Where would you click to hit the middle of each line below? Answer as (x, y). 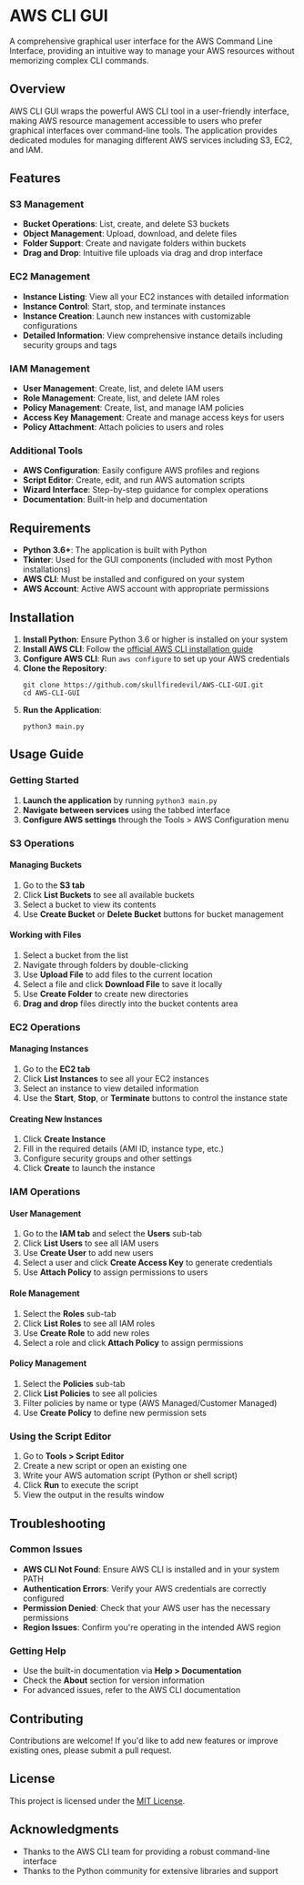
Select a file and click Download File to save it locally (122, 983)
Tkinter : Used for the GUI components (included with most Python (147, 560)
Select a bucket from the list (76, 955)
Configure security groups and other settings (107, 1158)
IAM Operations (45, 1192)
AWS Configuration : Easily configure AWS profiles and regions (141, 471)
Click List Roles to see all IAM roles (89, 1323)
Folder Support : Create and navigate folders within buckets (134, 243)
